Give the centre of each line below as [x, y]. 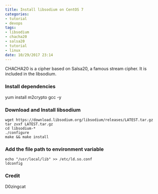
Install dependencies [30, 87]
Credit [13, 176]
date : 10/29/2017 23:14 [29, 55]
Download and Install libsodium [43, 110]
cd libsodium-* [20, 128]
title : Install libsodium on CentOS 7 [44, 10]
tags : [10, 28]
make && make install [27, 137]
